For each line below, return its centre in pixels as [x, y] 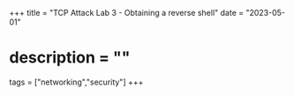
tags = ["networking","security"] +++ [76, 82]
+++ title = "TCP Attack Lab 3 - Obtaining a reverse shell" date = [127, 13]
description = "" [70, 58]
